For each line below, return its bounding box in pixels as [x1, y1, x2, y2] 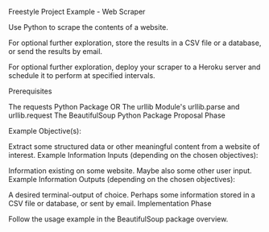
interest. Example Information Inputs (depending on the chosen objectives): [8, 151, 259, 159]
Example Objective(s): [8, 126, 82, 135]
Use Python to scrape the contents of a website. [8, 23, 169, 31]
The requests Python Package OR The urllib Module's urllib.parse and [8, 102, 240, 111]
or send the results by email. [8, 47, 103, 56]
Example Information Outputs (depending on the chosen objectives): [8, 175, 236, 184]
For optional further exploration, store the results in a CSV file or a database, [8, 38, 262, 48]
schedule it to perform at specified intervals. [8, 71, 155, 80]
